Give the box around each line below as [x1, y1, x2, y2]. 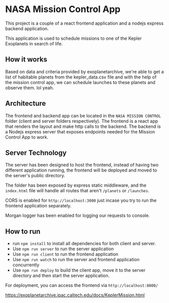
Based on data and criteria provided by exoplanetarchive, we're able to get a [5, 68, 164, 74]
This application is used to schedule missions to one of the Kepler [5, 35, 142, 41]
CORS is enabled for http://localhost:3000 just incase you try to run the [5, 197, 157, 203]
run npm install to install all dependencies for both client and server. [12, 241, 156, 247]
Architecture [5, 99, 46, 108]
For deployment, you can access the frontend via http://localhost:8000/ [5, 282, 158, 288]
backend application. [5, 25, 49, 31]
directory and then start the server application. [12, 273, 110, 279]
